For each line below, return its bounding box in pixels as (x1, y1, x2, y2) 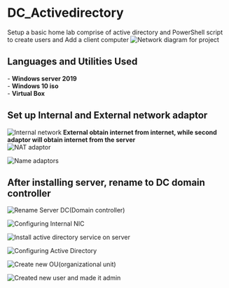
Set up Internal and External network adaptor (7, 110, 208, 122)
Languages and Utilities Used (7, 56, 138, 68)
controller (7, 187, 51, 199)
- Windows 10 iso (7, 82, 59, 90)
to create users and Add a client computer (7, 35, 130, 43)
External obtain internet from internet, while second (62, 128, 217, 136)
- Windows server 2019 (7, 74, 77, 82)
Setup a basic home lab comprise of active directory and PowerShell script (7, 28, 223, 36)
